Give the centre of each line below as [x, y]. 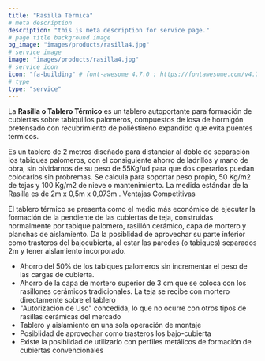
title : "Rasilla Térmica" [50, 15]
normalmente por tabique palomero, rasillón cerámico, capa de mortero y [127, 226]
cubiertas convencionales [62, 350]
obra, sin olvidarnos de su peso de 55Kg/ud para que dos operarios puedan [131, 169]
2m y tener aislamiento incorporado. [67, 251]
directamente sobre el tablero [67, 300]
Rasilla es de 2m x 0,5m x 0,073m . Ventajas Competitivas [102, 194]
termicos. [24, 137]
